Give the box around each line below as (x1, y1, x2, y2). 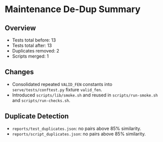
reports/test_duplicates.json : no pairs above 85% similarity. (12, 125, 141, 131)
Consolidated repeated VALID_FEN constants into (12, 81, 112, 87)
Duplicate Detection (5, 112, 69, 121)
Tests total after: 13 (12, 42, 52, 49)
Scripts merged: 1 (12, 53, 49, 59)
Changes (5, 68, 34, 76)
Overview (5, 24, 36, 32)
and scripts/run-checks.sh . (12, 97, 70, 103)
